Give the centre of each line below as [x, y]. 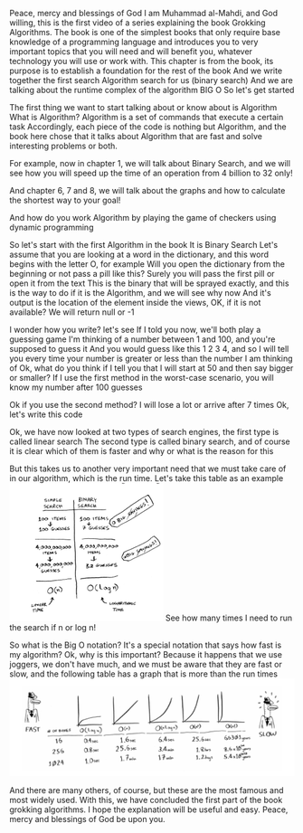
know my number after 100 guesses [76, 387]
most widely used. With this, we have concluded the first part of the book [146, 800]
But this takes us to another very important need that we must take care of [148, 469]
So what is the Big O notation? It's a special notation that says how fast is [146, 645]
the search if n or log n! [53, 627]
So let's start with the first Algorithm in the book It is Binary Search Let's [144, 245]
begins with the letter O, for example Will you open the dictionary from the [147, 264]
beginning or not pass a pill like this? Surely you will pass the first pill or [142, 274]
